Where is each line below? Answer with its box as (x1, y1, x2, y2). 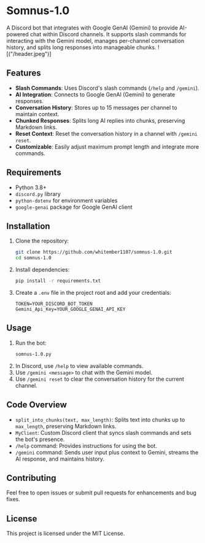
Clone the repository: (15, 237, 69, 244)
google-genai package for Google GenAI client (15, 203, 133, 211)
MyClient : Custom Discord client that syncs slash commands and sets (15, 429, 191, 436)
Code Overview (6, 400, 68, 410)
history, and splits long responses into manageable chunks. (6, 44, 157, 51)
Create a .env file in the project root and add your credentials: (15, 289, 172, 296)
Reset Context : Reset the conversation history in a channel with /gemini (15, 130, 198, 137)
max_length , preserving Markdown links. (15, 422, 117, 430)
